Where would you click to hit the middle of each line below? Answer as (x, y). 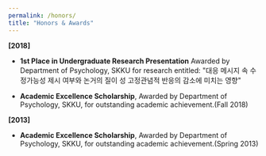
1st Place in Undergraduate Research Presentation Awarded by (125, 61)
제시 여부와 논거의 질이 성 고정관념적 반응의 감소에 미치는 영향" (144, 80)
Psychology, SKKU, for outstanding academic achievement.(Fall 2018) (134, 105)
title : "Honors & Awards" (51, 23)
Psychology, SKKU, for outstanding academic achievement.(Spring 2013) (139, 143)
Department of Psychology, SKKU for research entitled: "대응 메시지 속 (134, 70)
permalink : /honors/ (42, 15)
